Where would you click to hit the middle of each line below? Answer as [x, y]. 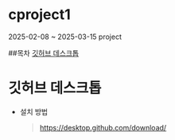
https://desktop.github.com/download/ [103, 127]
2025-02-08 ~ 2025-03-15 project [65, 37]
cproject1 [40, 15]
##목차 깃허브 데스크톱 [44, 52]
